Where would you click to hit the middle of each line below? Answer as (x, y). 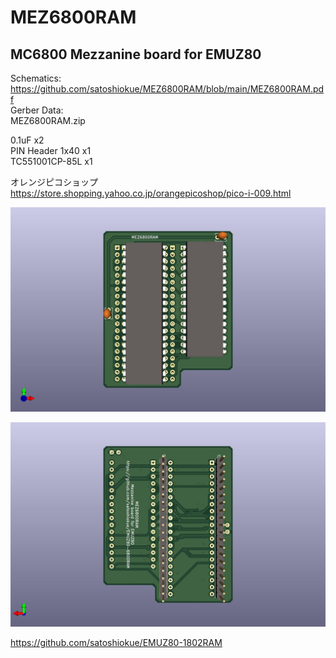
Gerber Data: (37, 110)
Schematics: (36, 78)
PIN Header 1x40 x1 (51, 150)
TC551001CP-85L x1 (51, 161)
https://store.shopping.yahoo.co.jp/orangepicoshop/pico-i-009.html (151, 193)
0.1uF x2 (27, 140)
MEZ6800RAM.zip (48, 120)
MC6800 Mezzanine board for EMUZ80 (136, 54)
